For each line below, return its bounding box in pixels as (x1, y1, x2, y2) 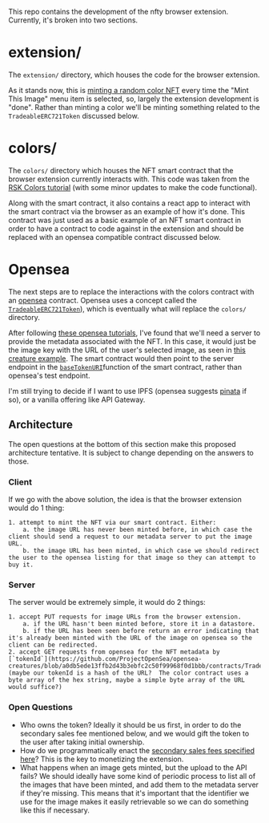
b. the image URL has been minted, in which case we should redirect (22, 546, 260, 554)
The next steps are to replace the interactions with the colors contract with (8, 286, 255, 296)
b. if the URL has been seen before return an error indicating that (22, 627, 260, 635)
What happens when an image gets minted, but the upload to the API (19, 762, 247, 772)
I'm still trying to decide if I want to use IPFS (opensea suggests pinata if (8, 386, 247, 395)
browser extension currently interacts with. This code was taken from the (8, 174, 250, 184)
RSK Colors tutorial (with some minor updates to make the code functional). (8, 182, 258, 192)
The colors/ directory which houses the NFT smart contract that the (8, 165, 234, 175)
